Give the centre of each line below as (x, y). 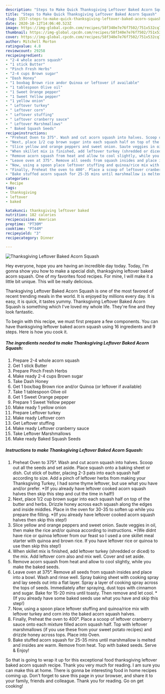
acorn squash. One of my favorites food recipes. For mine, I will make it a (79, 276)
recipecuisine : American (31, 220)
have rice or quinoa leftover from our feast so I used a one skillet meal (83, 536)
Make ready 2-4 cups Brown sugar (48, 376)
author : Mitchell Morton (31, 42)
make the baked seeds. (36, 567)
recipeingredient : (24, 55)
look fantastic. (20, 312)
